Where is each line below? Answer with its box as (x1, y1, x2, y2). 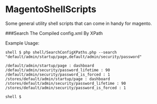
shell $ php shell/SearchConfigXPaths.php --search (5, 50, 117, 55)
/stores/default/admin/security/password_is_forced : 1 (5, 85, 126, 90)
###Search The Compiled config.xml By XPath (5, 30, 103, 36)
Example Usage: (5, 40, 40, 46)
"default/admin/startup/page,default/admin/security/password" (5, 54, 142, 59)
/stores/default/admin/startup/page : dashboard (5, 76, 110, 82)
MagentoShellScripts (5, 4, 97, 15)
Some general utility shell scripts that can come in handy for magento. (5, 20, 152, 26)
